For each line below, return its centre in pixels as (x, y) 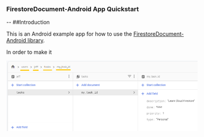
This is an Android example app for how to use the (69, 34)
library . (36, 41)
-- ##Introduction (28, 22)
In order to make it (29, 52)
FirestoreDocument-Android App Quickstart (73, 9)
